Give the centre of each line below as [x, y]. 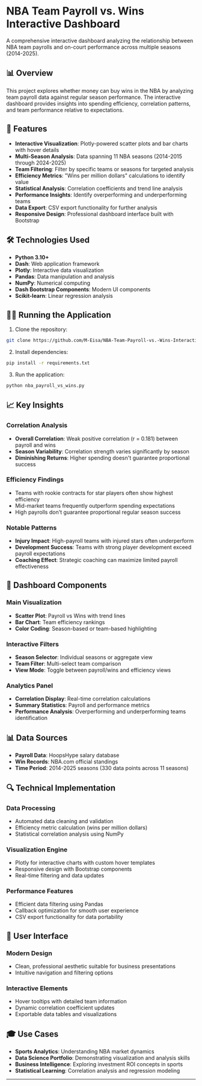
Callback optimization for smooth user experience [77, 911]
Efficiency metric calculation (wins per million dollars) [81, 827]
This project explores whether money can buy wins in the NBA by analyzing [100, 90]
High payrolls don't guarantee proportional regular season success [98, 512]
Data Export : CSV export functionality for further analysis [86, 207]
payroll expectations [40, 554]
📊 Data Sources [37, 738]
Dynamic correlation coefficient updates [65, 1008]
